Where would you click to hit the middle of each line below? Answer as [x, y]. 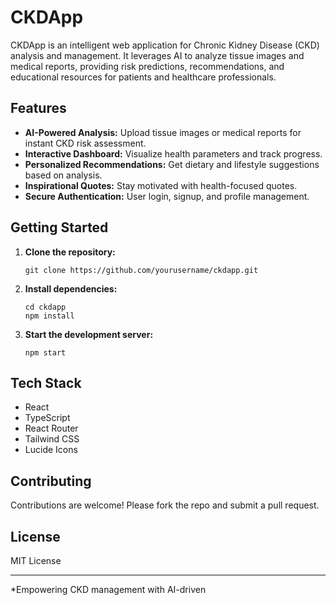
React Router [51, 428]
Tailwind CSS [52, 439]
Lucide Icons [51, 450]
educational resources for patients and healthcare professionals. [143, 77]
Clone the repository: [70, 252]
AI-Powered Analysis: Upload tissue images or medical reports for [163, 132]
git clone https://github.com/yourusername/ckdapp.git [141, 270]
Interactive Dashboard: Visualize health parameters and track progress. [173, 153]
